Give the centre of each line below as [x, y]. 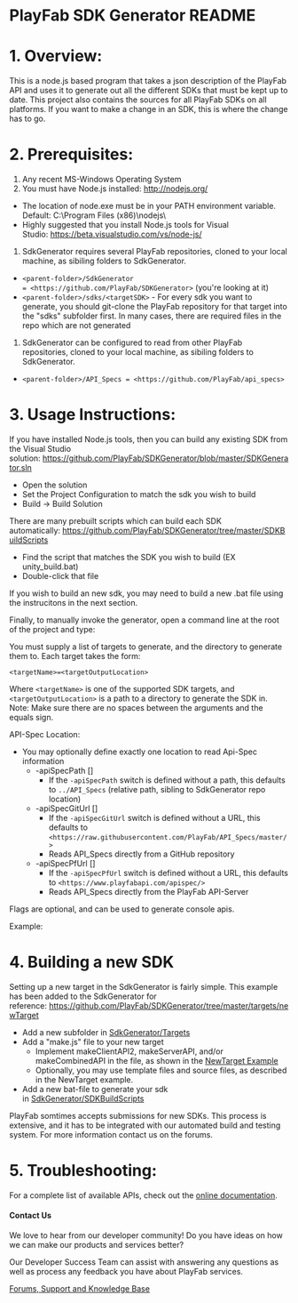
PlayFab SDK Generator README [133, 16]
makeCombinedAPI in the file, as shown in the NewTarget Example [157, 1060]
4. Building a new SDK [92, 962]
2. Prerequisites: [71, 154]
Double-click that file [60, 576]
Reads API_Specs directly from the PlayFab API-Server [149, 892]
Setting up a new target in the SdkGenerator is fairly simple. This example [144, 986]
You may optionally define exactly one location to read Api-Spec [139, 752]
